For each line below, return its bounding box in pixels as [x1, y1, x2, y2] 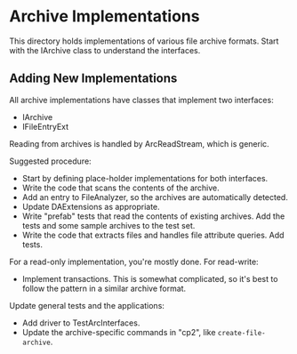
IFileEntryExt [21, 121, 69, 132]
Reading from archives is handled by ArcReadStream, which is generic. [9, 138, 269, 149]
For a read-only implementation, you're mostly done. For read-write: [9, 256, 260, 267]
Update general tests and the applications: [9, 300, 165, 310]
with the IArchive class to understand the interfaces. [9, 44, 201, 55]
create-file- [217, 328, 266, 337]
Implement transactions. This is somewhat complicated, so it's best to [21, 273, 278, 284]
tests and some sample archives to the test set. [21, 220, 196, 230]
